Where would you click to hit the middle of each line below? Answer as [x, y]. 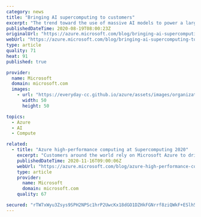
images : [21, 89]
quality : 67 [32, 194]
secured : [17, 205]
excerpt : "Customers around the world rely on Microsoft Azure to [101, 155]
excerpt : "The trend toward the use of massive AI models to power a [95, 23]
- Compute [24, 133]
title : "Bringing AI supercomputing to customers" [71, 17]
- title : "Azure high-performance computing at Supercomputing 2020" [100, 150]
